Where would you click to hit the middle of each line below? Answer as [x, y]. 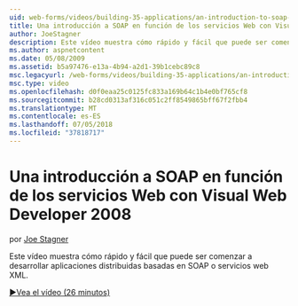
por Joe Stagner [39, 239]
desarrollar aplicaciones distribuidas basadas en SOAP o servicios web [139, 265]
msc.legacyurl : [37, 75]
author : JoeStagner [45, 34]
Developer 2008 [71, 215]
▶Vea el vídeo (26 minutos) [60, 292]
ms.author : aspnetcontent [57, 51]
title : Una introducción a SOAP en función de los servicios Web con [141, 26]
